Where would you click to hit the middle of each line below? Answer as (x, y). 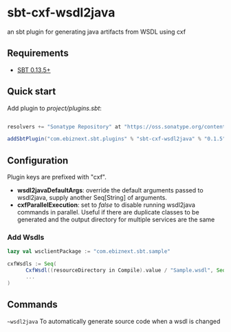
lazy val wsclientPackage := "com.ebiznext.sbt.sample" (89, 252)
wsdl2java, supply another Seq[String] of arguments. (92, 198)
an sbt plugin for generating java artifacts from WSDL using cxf (97, 32)
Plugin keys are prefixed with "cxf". (57, 177)
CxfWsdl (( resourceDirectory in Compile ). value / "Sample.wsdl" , (119, 270)
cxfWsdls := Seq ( (32, 264)
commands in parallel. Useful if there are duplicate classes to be (108, 212)
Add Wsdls (26, 237)
